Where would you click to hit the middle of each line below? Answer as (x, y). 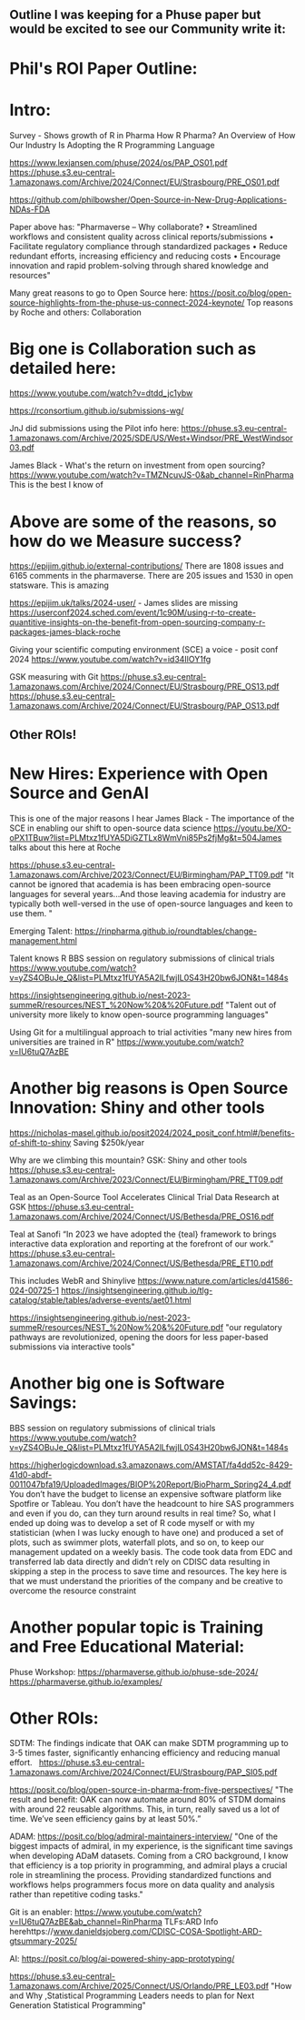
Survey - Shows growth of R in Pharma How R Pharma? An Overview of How (152, 135)
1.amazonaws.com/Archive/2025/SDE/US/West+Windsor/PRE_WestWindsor (151, 438)
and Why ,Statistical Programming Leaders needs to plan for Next (132, 1995)
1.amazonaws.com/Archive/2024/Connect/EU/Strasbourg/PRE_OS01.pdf (144, 182)
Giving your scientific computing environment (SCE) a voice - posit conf (144, 650)
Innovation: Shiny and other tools (137, 1107)
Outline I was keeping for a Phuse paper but (135, 15)
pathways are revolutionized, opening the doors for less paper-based (139, 1337)
